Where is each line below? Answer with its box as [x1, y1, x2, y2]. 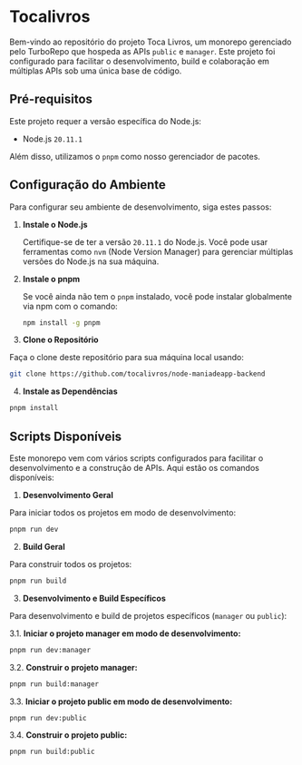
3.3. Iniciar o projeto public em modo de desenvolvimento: [9, 696, 233, 707]
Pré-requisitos [9, 92, 93, 107]
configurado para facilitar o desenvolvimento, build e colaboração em [9, 55, 270, 66]
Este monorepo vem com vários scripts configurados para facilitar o [9, 453, 264, 464]
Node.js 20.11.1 [22, 133, 83, 144]
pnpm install [9, 404, 59, 413]
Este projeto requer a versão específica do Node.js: [9, 115, 202, 126]
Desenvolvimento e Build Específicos [22, 593, 166, 603]
